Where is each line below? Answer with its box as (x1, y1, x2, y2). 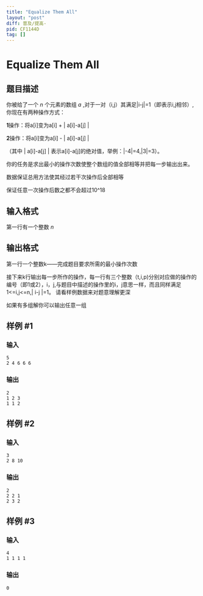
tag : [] (6, 32, 26, 38)
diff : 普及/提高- (6, 20, 47, 26)
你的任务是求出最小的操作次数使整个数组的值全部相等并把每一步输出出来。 (6, 160, 193, 168)
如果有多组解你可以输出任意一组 (6, 301, 87, 309)
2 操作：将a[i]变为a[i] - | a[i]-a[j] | (6, 135, 90, 142)
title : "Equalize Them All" (6, 9, 78, 15)
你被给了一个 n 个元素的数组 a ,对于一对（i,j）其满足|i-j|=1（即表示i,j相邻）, (6, 101, 194, 109)
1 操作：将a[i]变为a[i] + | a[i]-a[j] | (6, 121, 90, 129)
